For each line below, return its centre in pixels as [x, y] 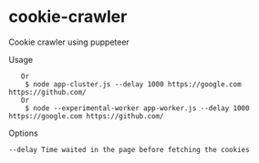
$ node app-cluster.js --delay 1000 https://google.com [134, 84]
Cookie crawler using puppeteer [69, 42]
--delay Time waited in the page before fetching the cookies [129, 149]
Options [23, 133]
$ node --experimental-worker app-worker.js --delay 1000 [137, 108]
